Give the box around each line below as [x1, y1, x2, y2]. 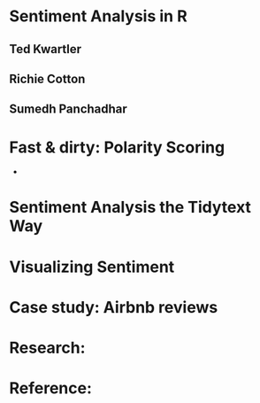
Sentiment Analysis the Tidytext [9, 198, 252, 218]
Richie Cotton [9, 71, 86, 86]
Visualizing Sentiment [9, 257, 175, 276]
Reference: [9, 378, 93, 399]
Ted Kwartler [9, 42, 82, 57]
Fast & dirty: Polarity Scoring [9, 137, 226, 157]
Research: [9, 338, 86, 358]
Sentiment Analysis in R [9, 6, 187, 27]
